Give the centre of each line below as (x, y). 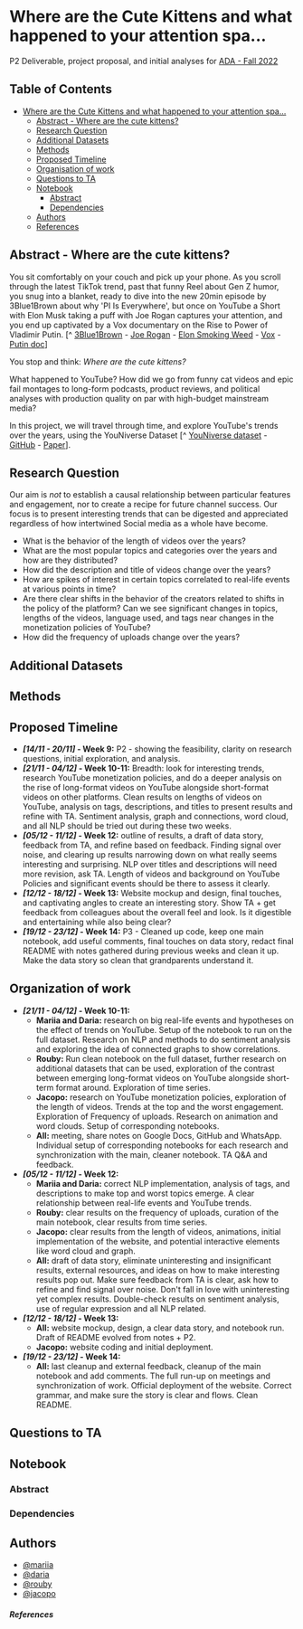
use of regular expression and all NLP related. (121, 1308)
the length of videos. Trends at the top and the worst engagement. (160, 1106)
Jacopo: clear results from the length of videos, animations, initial (158, 1231)
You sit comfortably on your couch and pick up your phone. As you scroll (145, 277)
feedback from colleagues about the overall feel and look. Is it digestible (157, 912)
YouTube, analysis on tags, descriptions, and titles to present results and (158, 806)
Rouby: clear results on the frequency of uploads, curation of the (157, 1212)
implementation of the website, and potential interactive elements (158, 1241)
